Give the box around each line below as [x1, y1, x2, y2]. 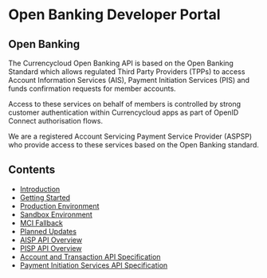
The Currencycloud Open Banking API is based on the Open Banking [8, 58, 234, 68]
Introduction [19, 184, 61, 194]
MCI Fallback [19, 217, 64, 228]
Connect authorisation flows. [8, 116, 104, 125]
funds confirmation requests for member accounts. [8, 84, 177, 93]
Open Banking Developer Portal [8, 6, 221, 24]
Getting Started [19, 193, 70, 202]
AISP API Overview [19, 235, 82, 245]
